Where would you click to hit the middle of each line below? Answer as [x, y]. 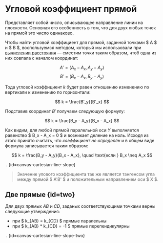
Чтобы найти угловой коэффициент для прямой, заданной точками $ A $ [81, 42]
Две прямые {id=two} [40, 194]
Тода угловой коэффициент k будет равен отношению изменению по [77, 87]
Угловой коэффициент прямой [71, 9]
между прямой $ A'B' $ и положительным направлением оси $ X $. [88, 179]
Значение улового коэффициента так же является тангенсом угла [86, 174]
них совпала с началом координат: [42, 58]
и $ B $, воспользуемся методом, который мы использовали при [73, 47]
